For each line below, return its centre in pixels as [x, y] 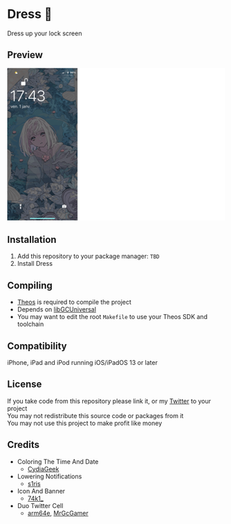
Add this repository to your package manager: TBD [88, 256]
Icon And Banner [41, 491]
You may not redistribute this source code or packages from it [95, 415]
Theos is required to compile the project [74, 302]
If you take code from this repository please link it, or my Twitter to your [109, 401]
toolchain [30, 324]
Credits [24, 445]
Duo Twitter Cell [40, 505]
